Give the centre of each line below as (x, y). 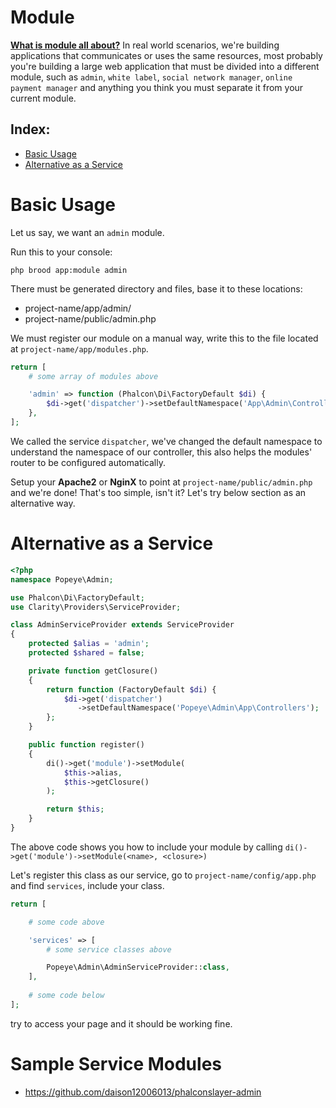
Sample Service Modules (116, 1063)
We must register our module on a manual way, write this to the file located (164, 338)
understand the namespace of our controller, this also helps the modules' (161, 452)
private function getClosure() (93, 671)
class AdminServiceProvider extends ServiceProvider (122, 625)
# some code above (66, 922)
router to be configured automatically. (88, 462)
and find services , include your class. (87, 885)
